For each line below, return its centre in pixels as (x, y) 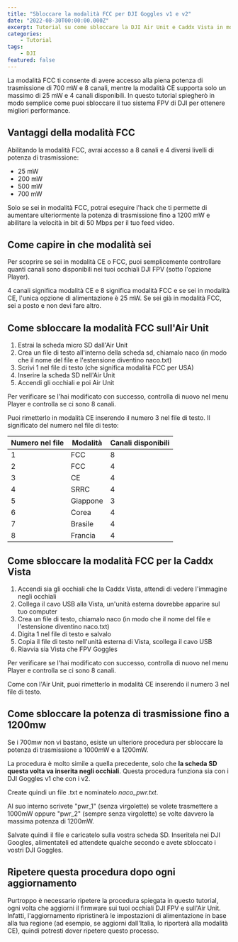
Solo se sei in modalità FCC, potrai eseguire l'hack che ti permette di (107, 207)
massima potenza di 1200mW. (51, 821)
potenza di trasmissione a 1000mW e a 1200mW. (78, 750)
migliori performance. (39, 110)
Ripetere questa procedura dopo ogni (91, 872)
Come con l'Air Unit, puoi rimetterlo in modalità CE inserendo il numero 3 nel (118, 684)
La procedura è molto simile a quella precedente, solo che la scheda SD (112, 763)
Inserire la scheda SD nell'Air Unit (66, 375)
